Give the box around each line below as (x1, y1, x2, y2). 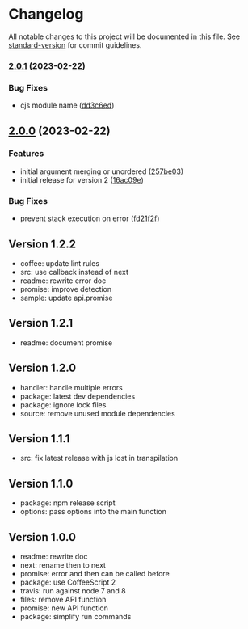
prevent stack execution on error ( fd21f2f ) (19, 213, 160, 223)
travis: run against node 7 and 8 (19, 586, 127, 596)
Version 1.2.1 (8, 316, 74, 330)
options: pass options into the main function (19, 507, 167, 517)
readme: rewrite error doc (19, 276, 107, 285)
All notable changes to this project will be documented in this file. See (8, 32, 241, 41)
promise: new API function (19, 603, 109, 613)
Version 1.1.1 (8, 432, 70, 445)
